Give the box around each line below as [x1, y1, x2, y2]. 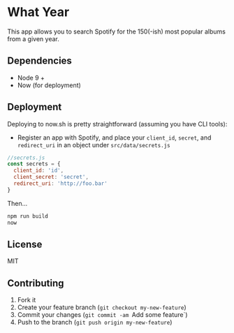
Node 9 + [17, 73, 45, 82]
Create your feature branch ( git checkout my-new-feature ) [17, 303, 187, 311]
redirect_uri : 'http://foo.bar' [13, 180, 108, 187]
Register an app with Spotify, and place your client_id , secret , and [17, 133, 212, 142]
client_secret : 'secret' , [13, 174, 89, 181]
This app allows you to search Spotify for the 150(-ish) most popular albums [7, 27, 226, 36]
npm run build [7, 212, 49, 220]
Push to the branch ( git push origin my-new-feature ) [17, 318, 173, 327]
